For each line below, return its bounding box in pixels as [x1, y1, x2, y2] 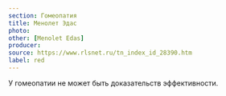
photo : [8, 26, 31, 34]
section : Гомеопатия [8, 11, 78, 20]
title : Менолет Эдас [8, 19, 78, 27]
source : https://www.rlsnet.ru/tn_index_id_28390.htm [8, 49, 193, 57]
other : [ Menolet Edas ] [8, 34, 84, 42]
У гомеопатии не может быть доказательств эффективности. [8, 78, 219, 88]
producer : [8, 42, 42, 50]
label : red [8, 57, 45, 65]
